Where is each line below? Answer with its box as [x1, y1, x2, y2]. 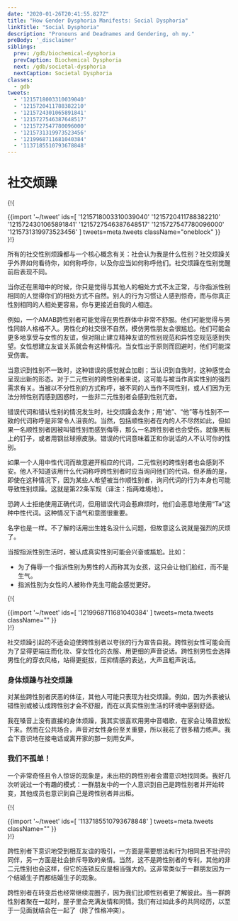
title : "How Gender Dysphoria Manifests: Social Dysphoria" [7, 17, 189, 24]
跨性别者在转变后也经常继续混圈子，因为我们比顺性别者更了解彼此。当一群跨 [7, 888, 231, 897]
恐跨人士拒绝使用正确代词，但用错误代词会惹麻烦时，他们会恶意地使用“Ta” [7, 500, 225, 508]
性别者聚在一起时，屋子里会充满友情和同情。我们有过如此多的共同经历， [7, 897, 218, 905]
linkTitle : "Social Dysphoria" [7, 23, 100, 30]
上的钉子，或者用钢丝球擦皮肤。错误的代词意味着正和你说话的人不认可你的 [7, 434, 225, 443]
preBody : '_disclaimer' [7, 37, 78, 44]
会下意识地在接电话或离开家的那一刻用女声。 [7, 735, 138, 743]
